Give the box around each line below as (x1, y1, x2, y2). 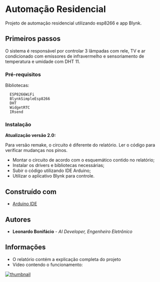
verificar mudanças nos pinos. (5, 147, 67, 153)
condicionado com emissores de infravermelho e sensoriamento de (5, 53, 144, 59)
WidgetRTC (9, 105, 30, 110)
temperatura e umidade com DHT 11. (5, 58, 80, 64)
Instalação (5, 121, 31, 128)
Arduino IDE (12, 201, 37, 207)
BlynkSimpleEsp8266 (9, 96, 50, 101)
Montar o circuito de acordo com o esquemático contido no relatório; (12, 157, 155, 163)
